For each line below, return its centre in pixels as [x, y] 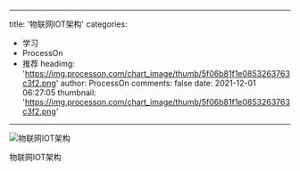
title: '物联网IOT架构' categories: [68, 24]
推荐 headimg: [49, 64]
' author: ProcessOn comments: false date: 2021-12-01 [156, 83]
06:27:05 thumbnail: [59, 93]
